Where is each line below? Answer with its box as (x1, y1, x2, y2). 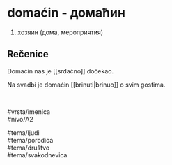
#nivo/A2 (7, 115, 33, 123)
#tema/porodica (7, 136, 54, 144)
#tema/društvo (7, 143, 50, 152)
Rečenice (7, 48, 49, 60)
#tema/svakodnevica (7, 150, 68, 159)
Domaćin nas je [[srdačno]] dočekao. (7, 66, 114, 75)
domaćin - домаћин (7, 5, 125, 21)
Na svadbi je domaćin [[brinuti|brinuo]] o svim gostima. (7, 80, 166, 89)
